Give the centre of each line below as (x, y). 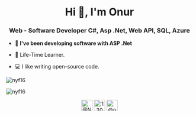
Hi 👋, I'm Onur (99, 12)
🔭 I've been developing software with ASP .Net (73, 43)
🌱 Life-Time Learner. (40, 55)
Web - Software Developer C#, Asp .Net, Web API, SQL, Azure (99, 31)
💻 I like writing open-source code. (57, 67)
